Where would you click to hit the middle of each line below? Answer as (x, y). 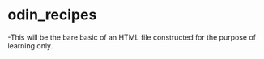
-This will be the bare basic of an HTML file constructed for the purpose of (132, 37)
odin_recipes (52, 15)
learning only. (30, 45)
